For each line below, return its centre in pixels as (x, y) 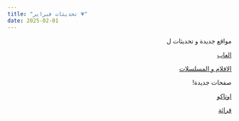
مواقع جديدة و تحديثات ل (199, 41)
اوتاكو (224, 96)
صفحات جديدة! (212, 82)
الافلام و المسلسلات (205, 68)
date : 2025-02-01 (33, 21)
